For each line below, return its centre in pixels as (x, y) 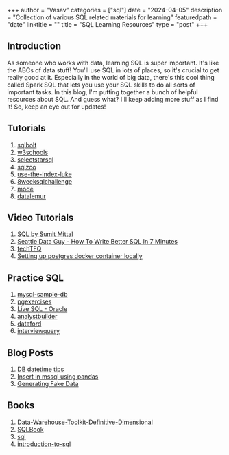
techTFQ (29, 249)
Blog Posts (31, 353)
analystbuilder (37, 317)
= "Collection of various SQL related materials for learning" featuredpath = (112, 17)
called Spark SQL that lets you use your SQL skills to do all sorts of (101, 85)
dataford (29, 324)
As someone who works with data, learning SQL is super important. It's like (113, 63)
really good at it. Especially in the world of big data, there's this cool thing (111, 77)
